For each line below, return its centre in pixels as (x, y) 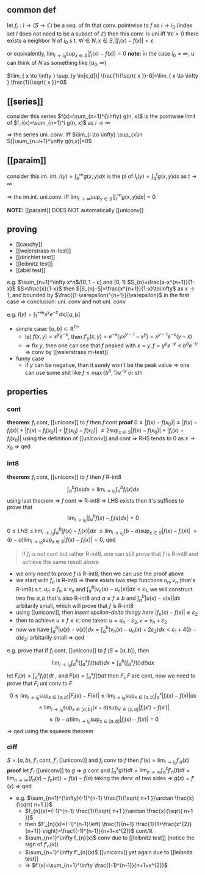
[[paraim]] (27, 161)
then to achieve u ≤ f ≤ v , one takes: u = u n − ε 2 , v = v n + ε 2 (91, 621)
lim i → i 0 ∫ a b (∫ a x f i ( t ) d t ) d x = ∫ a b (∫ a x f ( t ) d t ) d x (103, 663)
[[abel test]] (31, 270)
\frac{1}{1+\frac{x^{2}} (164, 824)
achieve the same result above (60, 561)
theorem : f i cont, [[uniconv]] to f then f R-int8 (64, 478)
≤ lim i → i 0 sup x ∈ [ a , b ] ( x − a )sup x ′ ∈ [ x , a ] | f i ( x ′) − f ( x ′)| (104, 708)
